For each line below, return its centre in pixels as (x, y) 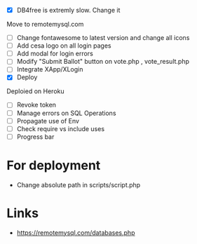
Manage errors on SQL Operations (66, 113)
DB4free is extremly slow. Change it (68, 10)
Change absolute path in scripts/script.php (79, 184)
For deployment (54, 165)
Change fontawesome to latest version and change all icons (103, 38)
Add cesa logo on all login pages (64, 46)
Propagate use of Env (48, 121)
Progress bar (35, 137)
